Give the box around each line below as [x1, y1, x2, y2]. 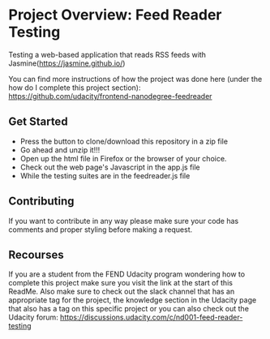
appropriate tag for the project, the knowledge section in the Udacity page [8, 295, 257, 305]
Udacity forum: [8, 312, 58, 322]
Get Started [8, 115, 68, 129]
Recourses [8, 247, 64, 261]
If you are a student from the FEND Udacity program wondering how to [8, 269, 246, 279]
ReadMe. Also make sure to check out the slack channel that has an [8, 286, 235, 297]
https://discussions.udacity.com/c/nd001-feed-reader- [59, 312, 243, 322]
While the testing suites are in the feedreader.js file [19, 170, 191, 180]
